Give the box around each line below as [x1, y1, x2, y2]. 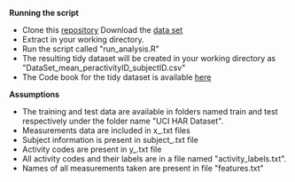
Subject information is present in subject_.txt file [21, 135, 199, 145]
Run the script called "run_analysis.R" [21, 44, 159, 54]
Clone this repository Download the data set [21, 25, 183, 35]
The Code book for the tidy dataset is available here [21, 72, 212, 83]
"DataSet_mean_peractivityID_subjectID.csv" [21, 62, 186, 73]
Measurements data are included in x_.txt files [21, 125, 190, 136]
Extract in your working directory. [21, 35, 144, 44]
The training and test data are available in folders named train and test [21, 107, 278, 116]
